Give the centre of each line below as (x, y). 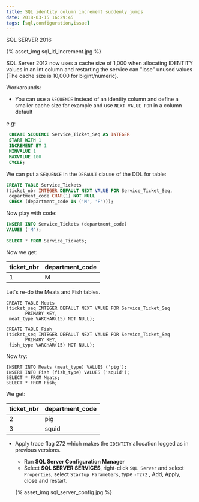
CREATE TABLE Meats (31, 303)
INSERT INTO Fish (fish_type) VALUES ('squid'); (68, 372)
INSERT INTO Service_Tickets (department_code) (67, 224)
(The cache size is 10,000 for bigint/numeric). (62, 76)
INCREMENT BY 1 (28, 146)
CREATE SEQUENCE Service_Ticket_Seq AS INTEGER (69, 135)
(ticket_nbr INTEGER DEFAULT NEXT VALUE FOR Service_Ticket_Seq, (89, 190)
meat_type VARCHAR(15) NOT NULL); (52, 318)
